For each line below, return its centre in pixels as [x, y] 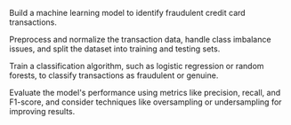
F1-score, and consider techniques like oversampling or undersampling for [145, 102]
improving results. [42, 111]
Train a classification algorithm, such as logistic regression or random [137, 66]
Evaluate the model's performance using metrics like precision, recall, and [145, 93]
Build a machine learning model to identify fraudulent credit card [128, 13]
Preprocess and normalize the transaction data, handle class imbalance [140, 39]
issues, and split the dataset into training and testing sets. [115, 49]
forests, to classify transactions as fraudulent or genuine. [114, 75]
